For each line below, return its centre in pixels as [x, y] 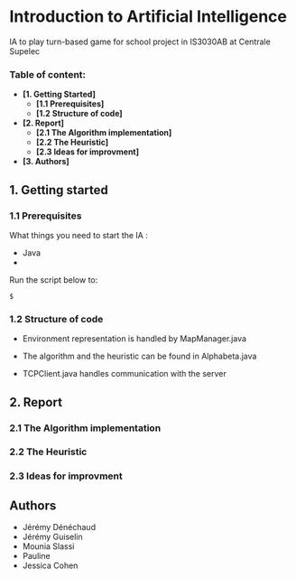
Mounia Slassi [48, 546]
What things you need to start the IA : [79, 235]
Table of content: [48, 74]
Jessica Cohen [50, 565]
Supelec [25, 51]
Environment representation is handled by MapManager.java [134, 339]
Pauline [37, 556]
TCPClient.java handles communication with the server [125, 374]
